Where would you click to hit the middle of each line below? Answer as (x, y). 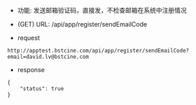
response (31, 70)
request (28, 38)
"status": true (42, 89)
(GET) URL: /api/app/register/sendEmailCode (82, 24)
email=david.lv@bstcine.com (48, 57)
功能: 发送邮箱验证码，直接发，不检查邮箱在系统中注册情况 (102, 10)
